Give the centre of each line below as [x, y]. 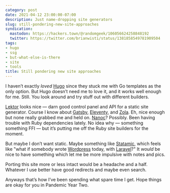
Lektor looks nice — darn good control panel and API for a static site [77, 107]
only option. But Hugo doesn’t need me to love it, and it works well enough [83, 91]
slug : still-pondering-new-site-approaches [52, 24]
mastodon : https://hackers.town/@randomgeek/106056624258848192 [79, 34]
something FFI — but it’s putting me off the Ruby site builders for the [77, 128]
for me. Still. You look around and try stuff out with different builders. [77, 97]
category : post [21, 10]
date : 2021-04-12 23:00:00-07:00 [41, 15]
